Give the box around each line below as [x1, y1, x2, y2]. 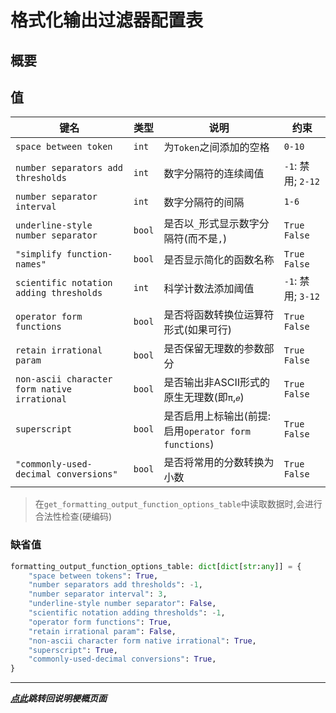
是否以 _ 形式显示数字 [163, 217, 260, 231]
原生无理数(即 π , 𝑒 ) [163, 391, 245, 405]
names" [15, 259, 47, 270]
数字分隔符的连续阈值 [163, 167, 265, 181]
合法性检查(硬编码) [34, 511, 113, 523]
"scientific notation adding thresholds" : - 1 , [28, 608, 226, 618]
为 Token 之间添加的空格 [163, 141, 270, 155]
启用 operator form [163, 424, 251, 438]
